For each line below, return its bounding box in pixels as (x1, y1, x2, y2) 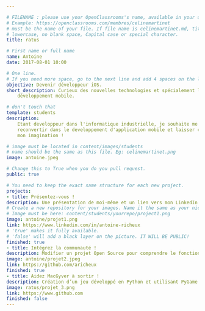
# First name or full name (6, 48, 75, 54)
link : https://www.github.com (6, 290, 84, 296)
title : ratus (6, 37, 40, 43)
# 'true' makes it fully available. (6, 227, 99, 234)
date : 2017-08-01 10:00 (6, 59, 67, 65)
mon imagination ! (17, 132, 64, 138)
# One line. (6, 70, 37, 76)
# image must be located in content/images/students (6, 143, 143, 149)
